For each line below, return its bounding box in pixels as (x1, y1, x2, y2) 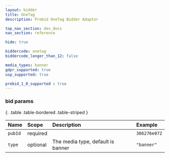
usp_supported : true (5, 72, 49, 77)
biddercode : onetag (5, 49, 47, 54)
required (27, 130, 48, 137)
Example (136, 121, 158, 128)
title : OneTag (5, 12, 35, 17)
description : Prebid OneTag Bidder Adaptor (5, 17, 99, 22)
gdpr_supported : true (5, 67, 51, 72)
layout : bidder (5, 7, 37, 13)
